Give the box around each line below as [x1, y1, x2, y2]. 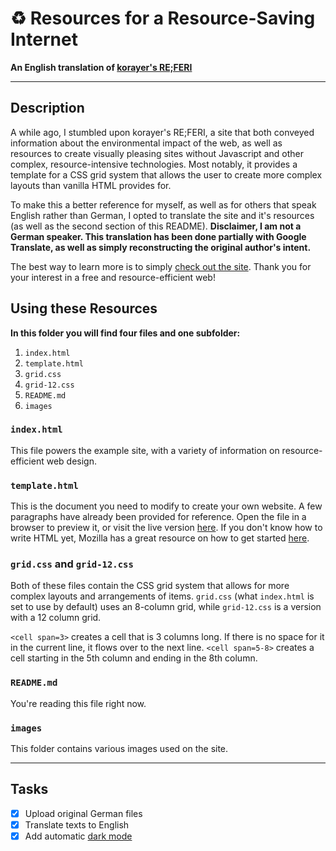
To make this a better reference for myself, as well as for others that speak [10, 198, 317, 211]
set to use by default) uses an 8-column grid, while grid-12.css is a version [10, 601, 322, 613]
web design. [46, 455, 97, 467]
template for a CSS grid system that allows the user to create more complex [10, 168, 323, 181]
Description [10, 100, 85, 117]
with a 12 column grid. [10, 612, 102, 624]
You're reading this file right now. [10, 697, 147, 709]
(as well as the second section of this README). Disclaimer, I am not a [10, 220, 302, 232]
